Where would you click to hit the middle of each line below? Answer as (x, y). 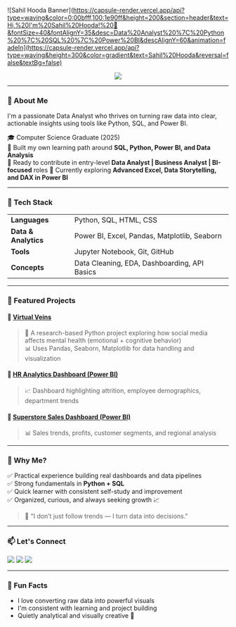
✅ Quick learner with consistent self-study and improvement (95, 492)
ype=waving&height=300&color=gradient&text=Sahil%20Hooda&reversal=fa (118, 55)
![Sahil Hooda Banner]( (40, 10)
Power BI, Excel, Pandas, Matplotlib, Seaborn (148, 235)
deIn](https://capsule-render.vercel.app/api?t (73, 48)
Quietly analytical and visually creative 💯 (76, 616)
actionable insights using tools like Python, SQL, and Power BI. (98, 123)
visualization (42, 358)
